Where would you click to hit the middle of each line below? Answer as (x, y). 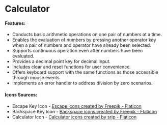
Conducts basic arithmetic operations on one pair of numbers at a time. (87, 35)
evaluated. (23, 56)
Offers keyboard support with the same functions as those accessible (85, 72)
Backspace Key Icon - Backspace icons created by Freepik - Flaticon (85, 111)
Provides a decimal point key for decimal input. (61, 61)
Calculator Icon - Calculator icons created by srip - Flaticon (74, 117)
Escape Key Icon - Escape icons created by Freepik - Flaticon (77, 106)
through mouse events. (36, 78)
